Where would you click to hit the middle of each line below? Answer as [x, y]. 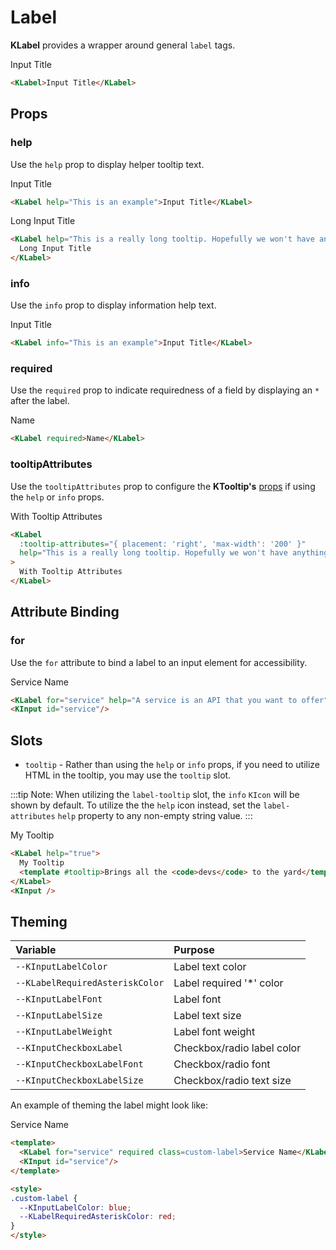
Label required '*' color [228, 983]
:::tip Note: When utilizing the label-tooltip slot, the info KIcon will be [155, 795]
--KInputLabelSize [59, 1015]
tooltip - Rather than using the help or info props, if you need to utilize [172, 765]
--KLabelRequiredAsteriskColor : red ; [98, 1217]
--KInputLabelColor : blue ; [75, 1207]
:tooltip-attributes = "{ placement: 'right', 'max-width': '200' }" [163, 544]
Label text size [207, 1016]
